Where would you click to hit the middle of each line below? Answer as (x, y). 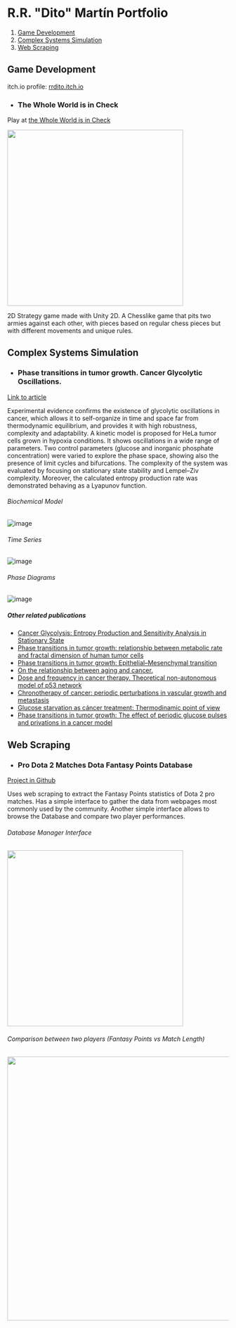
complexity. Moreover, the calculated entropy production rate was (103, 478)
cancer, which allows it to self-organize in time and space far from (103, 418)
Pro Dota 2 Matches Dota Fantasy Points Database (105, 765)
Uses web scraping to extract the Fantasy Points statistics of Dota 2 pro (111, 794)
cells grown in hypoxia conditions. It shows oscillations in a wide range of (113, 441)
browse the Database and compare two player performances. (96, 816)
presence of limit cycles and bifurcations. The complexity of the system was (118, 463)
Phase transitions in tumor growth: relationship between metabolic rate (120, 648)
